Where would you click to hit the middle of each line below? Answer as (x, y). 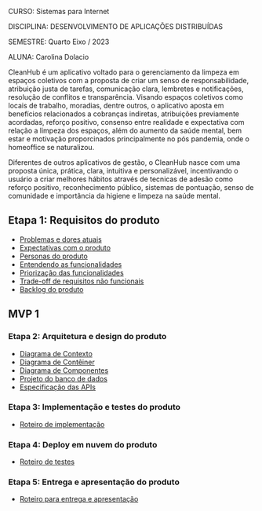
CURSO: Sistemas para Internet (59, 11)
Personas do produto (53, 256)
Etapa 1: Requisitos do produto (84, 220)
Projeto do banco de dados (64, 378)
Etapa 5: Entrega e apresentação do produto (94, 482)
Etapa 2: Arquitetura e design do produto (87, 337)
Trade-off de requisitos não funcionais (82, 281)
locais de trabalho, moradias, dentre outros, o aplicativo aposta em (116, 106)
